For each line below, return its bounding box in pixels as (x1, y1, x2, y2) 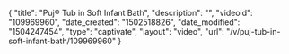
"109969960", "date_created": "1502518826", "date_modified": (8, 17, 241, 27)
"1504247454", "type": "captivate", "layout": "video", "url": (8, 27, 225, 36)
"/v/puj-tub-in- (226, 27, 281, 36)
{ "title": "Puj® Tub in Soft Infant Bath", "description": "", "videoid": (8, 8, 253, 18)
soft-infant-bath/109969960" (8, 35, 117, 46)
